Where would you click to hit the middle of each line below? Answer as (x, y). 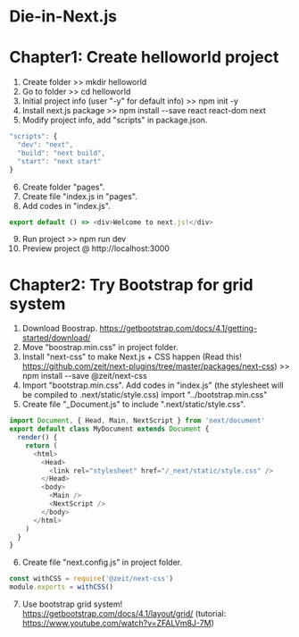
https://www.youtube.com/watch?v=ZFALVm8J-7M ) (118, 624)
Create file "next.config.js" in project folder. (102, 562)
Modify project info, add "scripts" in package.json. (115, 120)
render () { (37, 438)
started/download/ (56, 338)
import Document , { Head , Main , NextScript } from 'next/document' (137, 421)
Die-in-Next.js (63, 17)
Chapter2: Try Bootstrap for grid (131, 285)
